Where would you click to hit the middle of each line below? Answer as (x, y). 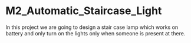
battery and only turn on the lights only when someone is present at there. (95, 33)
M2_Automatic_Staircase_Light (84, 11)
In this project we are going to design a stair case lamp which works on (92, 27)
